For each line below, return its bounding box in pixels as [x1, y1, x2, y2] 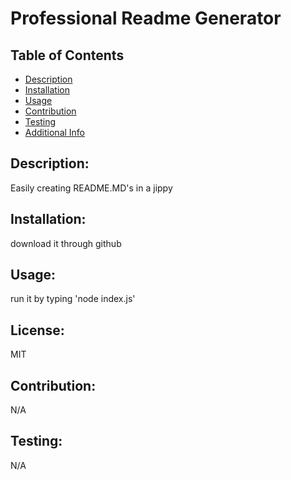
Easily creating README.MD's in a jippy [10, 182, 173, 194]
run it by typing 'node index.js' [10, 293, 136, 305]
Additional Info [24, 127, 86, 138]
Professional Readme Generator [10, 7, 282, 30]
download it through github [10, 237, 122, 249]
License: [10, 322, 65, 339]
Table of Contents [10, 47, 125, 64]
